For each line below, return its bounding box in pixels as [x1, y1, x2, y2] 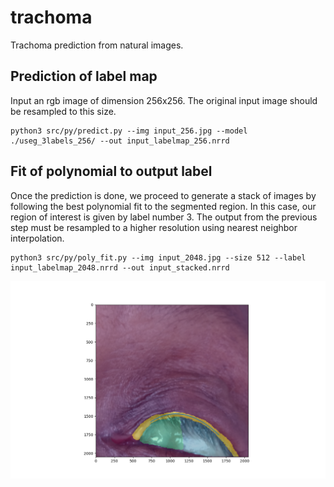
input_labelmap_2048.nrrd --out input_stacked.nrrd [10, 262, 230, 273]
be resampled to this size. [10, 105, 117, 117]
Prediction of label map [10, 68, 158, 85]
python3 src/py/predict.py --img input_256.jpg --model [10, 126, 248, 136]
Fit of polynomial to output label [10, 163, 213, 180]
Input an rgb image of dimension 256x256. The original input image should [10, 94, 318, 106]
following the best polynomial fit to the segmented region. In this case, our [10, 200, 317, 212]
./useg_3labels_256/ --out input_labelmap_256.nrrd [10, 136, 230, 146]
